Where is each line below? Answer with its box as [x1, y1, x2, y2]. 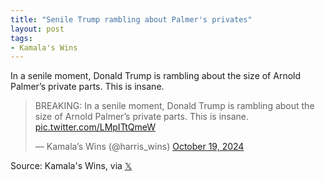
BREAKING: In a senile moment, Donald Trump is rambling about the [34, 100, 315, 112]
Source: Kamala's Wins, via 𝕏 [10, 160, 133, 172]
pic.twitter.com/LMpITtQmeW [34, 121, 157, 133]
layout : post [10, 24, 65, 34]
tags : [10, 33, 33, 43]
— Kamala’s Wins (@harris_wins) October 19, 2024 [34, 141, 245, 153]
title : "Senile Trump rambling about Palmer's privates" [10, 14, 253, 25]
